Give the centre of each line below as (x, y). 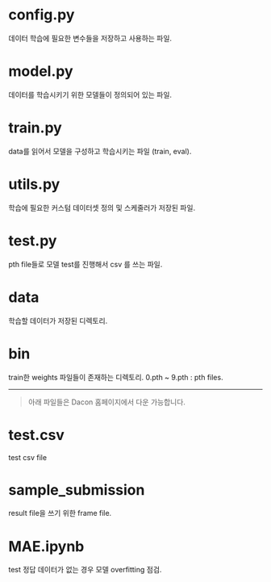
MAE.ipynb (46, 546)
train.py (35, 128)
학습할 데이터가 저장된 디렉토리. (58, 320)
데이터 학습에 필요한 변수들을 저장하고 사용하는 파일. (90, 38)
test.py (33, 241)
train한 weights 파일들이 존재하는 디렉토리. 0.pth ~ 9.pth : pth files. (116, 377)
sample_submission (77, 490)
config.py (42, 15)
